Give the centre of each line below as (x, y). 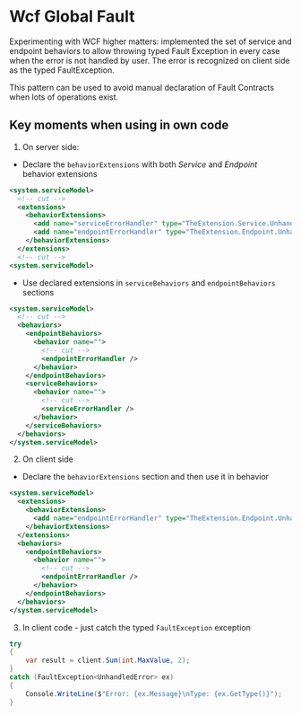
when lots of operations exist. (64, 97)
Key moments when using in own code (119, 125)
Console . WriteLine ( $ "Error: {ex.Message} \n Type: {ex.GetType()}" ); (154, 693)
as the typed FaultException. (62, 70)
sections (38, 292)
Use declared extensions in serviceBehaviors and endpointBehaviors (149, 282)
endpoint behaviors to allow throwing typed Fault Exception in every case (145, 50)
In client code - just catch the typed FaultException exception (136, 627)
